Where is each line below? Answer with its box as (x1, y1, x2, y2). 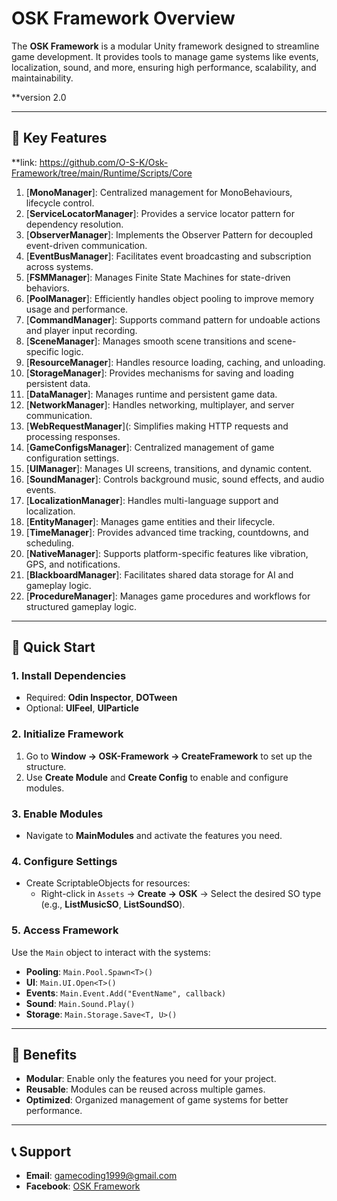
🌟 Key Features (11, 130, 108, 147)
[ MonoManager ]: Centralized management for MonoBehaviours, (25, 186, 293, 198)
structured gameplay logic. (25, 600, 137, 612)
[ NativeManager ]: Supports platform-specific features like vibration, (25, 547, 309, 559)
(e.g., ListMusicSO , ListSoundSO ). (40, 898, 186, 911)
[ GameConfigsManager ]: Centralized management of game (25, 441, 275, 453)
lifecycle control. (25, 197, 95, 209)
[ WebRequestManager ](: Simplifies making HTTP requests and (25, 420, 289, 432)
